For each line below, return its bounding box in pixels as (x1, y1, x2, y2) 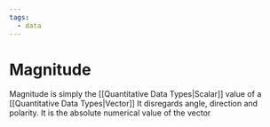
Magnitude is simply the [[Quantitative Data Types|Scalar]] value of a (9, 89, 262, 99)
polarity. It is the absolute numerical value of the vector (9, 107, 211, 118)
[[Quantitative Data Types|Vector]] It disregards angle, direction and (9, 99, 258, 109)
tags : (9, 12, 29, 22)
